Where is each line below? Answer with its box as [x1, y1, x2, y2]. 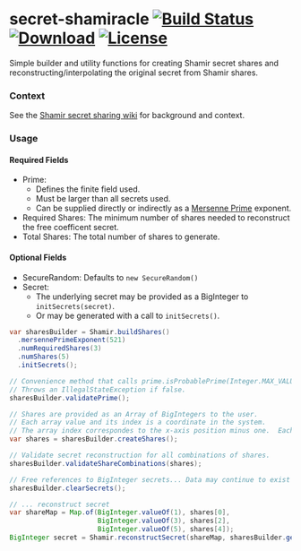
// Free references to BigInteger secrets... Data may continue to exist [9, 475, 291, 484]
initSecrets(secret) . [35, 300, 115, 311]
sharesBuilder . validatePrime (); [9, 393, 130, 402]
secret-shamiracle [9, 9, 150, 30]
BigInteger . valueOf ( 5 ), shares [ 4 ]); [97, 525, 235, 534]
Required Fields [9, 154, 69, 165]
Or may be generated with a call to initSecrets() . [35, 310, 220, 321]
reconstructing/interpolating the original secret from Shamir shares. [9, 67, 258, 78]
